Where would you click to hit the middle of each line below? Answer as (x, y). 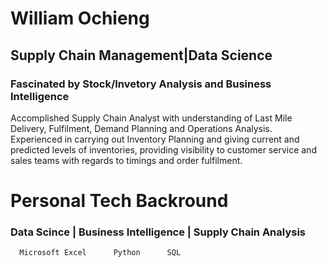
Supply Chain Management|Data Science (141, 55)
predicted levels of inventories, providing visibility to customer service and (163, 149)
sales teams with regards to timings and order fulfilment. (126, 160)
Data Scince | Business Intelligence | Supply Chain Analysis (158, 232)
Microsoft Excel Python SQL (100, 253)
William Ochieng (80, 18)
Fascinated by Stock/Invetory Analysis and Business (141, 84)
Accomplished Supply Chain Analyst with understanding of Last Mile (151, 118)
